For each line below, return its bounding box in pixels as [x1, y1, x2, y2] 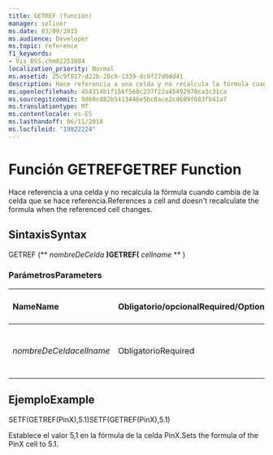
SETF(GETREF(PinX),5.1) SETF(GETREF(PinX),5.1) [8, 414, 171, 424]
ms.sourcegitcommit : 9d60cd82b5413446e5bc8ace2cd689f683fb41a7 [8, 95, 227, 103]
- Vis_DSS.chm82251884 [8, 58, 85, 66]
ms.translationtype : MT [8, 102, 89, 110]
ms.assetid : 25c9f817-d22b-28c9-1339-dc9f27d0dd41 [8, 72, 184, 80]
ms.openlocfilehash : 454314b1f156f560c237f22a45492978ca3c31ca [8, 87, 227, 96]
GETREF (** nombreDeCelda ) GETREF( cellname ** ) [8, 249, 186, 259]
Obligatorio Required [117, 344, 195, 356]
